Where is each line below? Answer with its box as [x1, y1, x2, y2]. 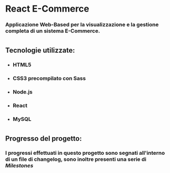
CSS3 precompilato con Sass [12, 75, 86, 82]
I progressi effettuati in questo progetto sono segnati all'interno [5, 150, 165, 157]
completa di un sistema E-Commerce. [5, 27, 100, 34]
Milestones [5, 162, 33, 169]
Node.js [12, 89, 33, 96]
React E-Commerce [5, 3, 90, 15]
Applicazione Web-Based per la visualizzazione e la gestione [5, 21, 159, 28]
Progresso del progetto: [5, 135, 82, 143]
